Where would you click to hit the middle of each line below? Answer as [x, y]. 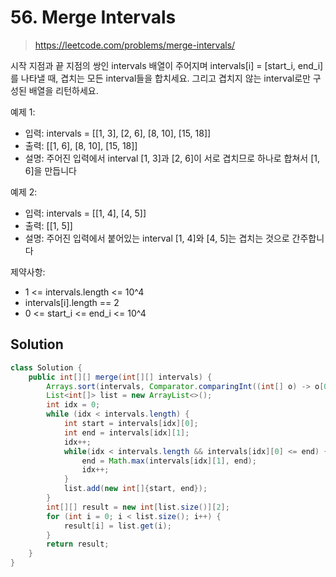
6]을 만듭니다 [50, 170]
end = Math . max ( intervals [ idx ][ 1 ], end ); [169, 461]
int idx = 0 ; [73, 405]
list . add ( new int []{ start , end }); [135, 489]
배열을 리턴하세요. [63, 90]
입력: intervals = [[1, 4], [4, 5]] [85, 213]
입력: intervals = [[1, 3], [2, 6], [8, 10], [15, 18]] [118, 133]
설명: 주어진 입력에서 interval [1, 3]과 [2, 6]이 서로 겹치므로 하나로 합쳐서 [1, [172, 158]
